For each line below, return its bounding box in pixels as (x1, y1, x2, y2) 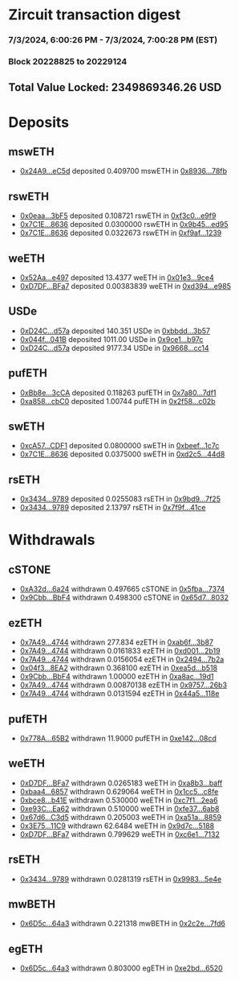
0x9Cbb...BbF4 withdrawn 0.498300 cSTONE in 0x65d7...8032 (19, 593, 229, 603)
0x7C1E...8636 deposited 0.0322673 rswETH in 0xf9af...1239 (19, 228, 222, 238)
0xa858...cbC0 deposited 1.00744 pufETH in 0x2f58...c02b (19, 396, 216, 406)
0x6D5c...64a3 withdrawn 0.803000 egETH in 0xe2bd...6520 (19, 963, 223, 973)
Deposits (8, 113, 70, 131)
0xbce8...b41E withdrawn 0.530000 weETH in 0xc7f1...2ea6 (19, 795, 218, 805)
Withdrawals (8, 531, 95, 549)
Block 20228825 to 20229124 (8, 56, 128, 68)
